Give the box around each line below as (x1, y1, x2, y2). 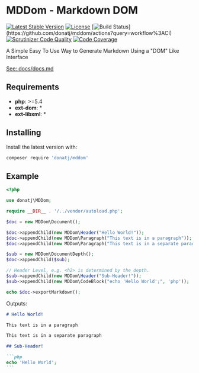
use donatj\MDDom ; (6, 198, 52, 204)
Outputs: (6, 300, 28, 307)
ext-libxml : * (14, 110, 46, 117)
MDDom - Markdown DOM (6, 4, 138, 17)
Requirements (6, 82, 59, 92)
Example (6, 171, 39, 181)
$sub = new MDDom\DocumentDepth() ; (6, 251, 94, 258)
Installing (6, 128, 41, 138)
